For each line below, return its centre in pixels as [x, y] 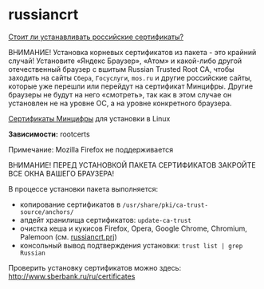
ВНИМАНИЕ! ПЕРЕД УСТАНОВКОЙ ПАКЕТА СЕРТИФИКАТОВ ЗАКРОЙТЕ [132, 164]
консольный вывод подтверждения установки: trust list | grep [131, 245]
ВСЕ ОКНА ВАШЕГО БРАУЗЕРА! [61, 173]
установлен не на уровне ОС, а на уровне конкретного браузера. [120, 103]
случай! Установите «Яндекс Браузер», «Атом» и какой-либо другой [125, 61]
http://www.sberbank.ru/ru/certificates [72, 276]
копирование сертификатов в [70, 204]
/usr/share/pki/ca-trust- [165, 205]
